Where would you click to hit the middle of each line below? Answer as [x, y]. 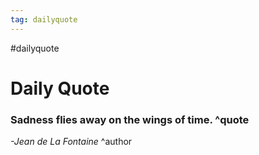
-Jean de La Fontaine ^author [71, 142]
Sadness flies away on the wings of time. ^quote [130, 119]
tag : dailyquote [44, 19]
